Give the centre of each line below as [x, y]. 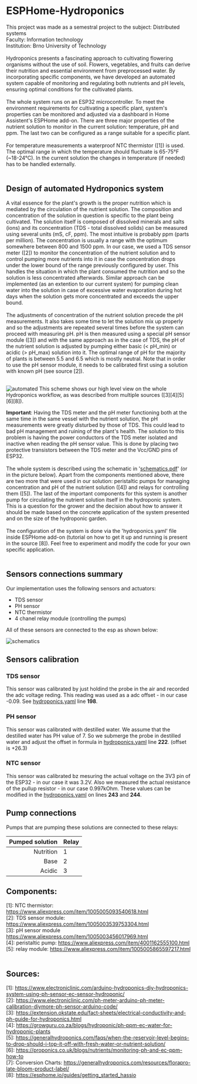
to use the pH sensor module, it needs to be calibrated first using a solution [97, 365]
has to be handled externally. [41, 164]
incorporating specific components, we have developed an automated [91, 77]
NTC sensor [23, 763]
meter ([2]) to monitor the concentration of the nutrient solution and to [91, 253]
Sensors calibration [43, 659]
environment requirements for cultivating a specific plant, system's [87, 108]
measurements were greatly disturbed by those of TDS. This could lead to [95, 425]
